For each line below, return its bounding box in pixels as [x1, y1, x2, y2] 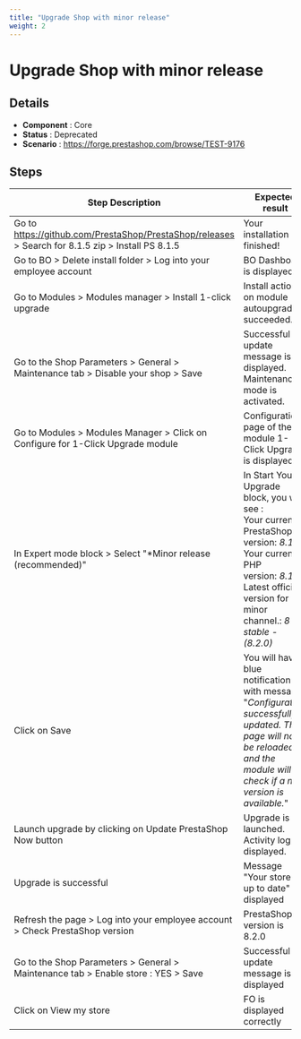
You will [243, 651, 276, 664]
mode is [243, 384, 278, 397]
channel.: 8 [243, 614, 290, 627]
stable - [243, 626, 278, 639]
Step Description [87, 196, 161, 209]
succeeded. [243, 313, 294, 326]
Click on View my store [13, 1004, 110, 1017]
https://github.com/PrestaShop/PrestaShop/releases [13, 228, 235, 241]
